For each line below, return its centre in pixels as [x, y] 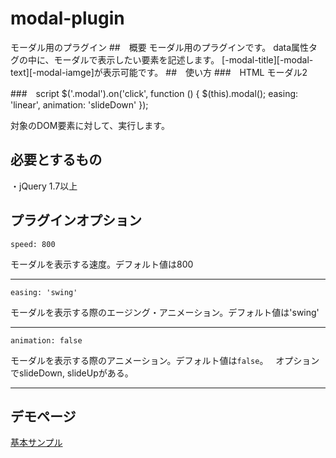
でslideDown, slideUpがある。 [72, 373]
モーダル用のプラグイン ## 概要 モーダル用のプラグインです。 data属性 [160, 47]
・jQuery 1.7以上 [44, 186]
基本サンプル [36, 443]
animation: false [46, 340]
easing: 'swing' [44, 292]
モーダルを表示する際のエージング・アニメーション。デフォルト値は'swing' [165, 312]
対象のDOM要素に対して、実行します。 [90, 125]
